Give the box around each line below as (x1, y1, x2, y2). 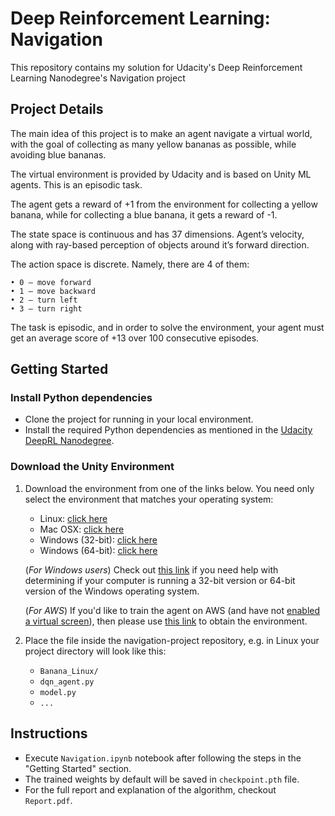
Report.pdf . (24, 794, 73, 806)
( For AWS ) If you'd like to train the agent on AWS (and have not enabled (24, 604, 321, 616)
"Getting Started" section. (24, 762, 132, 774)
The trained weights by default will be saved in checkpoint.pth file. (24, 773, 300, 785)
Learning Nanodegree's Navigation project (10, 72, 186, 84)
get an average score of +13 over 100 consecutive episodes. (10, 332, 260, 344)
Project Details (10, 101, 104, 118)
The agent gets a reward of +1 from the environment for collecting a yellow (10, 198, 318, 210)
